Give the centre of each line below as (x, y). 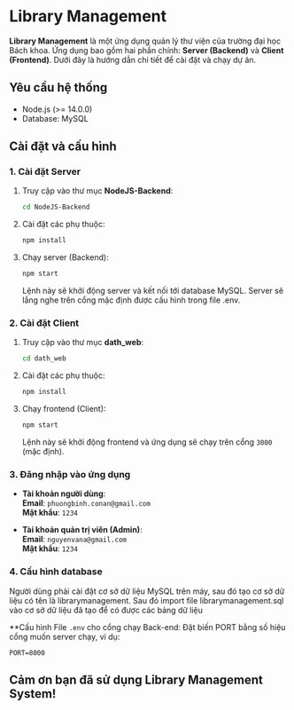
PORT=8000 (27, 653)
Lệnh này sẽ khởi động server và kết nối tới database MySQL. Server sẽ (153, 291)
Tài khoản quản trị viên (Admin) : (82, 530)
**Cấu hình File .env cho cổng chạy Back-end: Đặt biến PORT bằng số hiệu (147, 627)
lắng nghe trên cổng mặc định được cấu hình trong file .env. (131, 300)
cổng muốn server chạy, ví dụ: (65, 636)
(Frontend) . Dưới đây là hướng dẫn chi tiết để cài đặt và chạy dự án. (133, 59)
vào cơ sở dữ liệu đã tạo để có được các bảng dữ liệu (106, 610)
